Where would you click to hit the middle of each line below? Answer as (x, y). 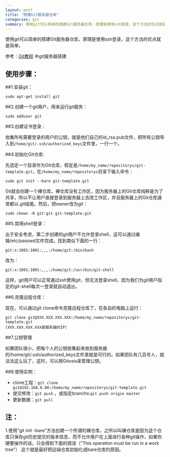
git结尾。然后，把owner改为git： (54, 204)
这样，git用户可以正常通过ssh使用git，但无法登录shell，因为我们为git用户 (81, 280)
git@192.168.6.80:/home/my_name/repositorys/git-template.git (79, 388)
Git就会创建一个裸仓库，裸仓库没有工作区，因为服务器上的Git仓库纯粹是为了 (84, 191)
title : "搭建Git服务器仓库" (32, 15)
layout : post (19, 10)
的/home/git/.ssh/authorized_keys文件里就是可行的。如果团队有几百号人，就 (85, 355)
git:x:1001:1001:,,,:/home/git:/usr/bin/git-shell (60, 270)
